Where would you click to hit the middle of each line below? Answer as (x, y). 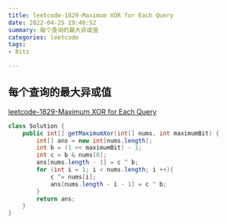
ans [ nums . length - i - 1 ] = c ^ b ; (108, 184)
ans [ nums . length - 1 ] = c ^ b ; (88, 163)
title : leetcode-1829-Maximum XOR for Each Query (91, 15)
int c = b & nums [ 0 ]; (72, 155)
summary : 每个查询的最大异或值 (53, 30)
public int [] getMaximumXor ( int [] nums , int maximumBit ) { (121, 133)
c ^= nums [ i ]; (73, 177)
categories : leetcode (44, 37)
